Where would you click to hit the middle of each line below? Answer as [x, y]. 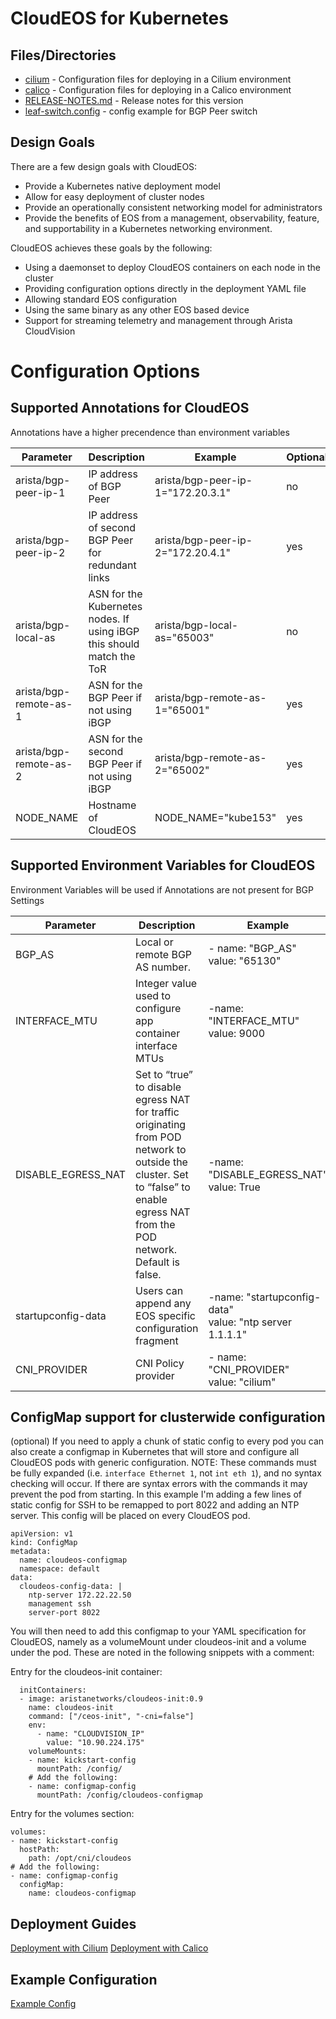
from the [155, 1224]
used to [153, 995]
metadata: [31, 1552]
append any [163, 1303]
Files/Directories [63, 55]
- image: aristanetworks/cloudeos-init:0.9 [111, 1699]
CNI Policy [160, 1363]
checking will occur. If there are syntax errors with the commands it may [159, 1484]
